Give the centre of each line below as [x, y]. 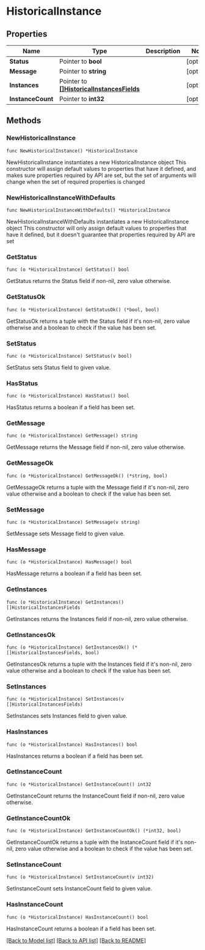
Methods [24, 121]
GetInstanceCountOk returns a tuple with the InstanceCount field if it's [95, 842]
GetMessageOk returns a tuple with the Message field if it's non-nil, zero [98, 487]
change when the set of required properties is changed [76, 181]
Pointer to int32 [82, 99]
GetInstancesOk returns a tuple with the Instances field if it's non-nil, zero [99, 664]
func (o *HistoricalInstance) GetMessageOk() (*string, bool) [87, 476]
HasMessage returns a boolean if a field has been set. [74, 573]
